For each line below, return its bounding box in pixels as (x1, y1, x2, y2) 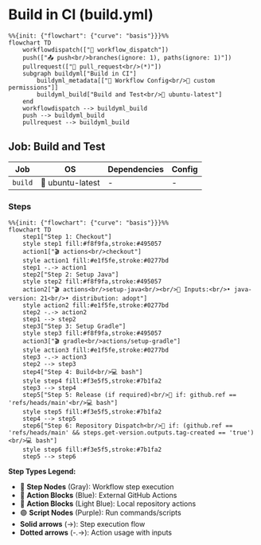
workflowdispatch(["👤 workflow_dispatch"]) (22, 45, 169, 53)
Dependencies (107, 163, 165, 174)
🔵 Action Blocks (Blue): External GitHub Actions (19, 491, 177, 500)
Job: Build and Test (8, 140, 106, 154)
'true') (228, 429, 255, 437)
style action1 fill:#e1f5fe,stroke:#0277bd (22, 257, 169, 265)
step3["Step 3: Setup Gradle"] (22, 322, 127, 331)
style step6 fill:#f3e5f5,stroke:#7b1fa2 (22, 446, 162, 454)
